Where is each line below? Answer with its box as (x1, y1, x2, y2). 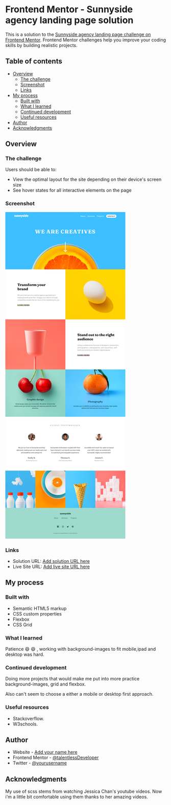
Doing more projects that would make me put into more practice (5, 676, 140, 682)
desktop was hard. (5, 651, 44, 657)
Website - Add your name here (12, 749, 78, 755)
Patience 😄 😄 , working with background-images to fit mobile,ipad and (5, 646, 156, 652)
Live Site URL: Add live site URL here (12, 563, 90, 570)
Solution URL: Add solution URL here (12, 558, 90, 564)
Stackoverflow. (12, 715, 44, 721)
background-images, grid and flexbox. (5, 681, 86, 688)
